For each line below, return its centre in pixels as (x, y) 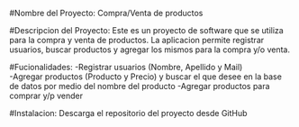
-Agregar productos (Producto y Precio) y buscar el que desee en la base (145, 77)
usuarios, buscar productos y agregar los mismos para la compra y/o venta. (150, 50)
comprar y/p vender (46, 95)
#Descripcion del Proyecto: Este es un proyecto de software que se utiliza (146, 30)
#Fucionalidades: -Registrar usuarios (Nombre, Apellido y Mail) (126, 67)
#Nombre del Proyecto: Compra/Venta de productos (106, 13)
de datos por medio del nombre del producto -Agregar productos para (140, 86)
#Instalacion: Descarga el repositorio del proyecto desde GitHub (128, 113)
